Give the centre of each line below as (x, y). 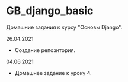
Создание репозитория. (45, 50)
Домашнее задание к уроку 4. (53, 73)
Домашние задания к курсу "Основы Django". (64, 27)
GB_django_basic (50, 11)
